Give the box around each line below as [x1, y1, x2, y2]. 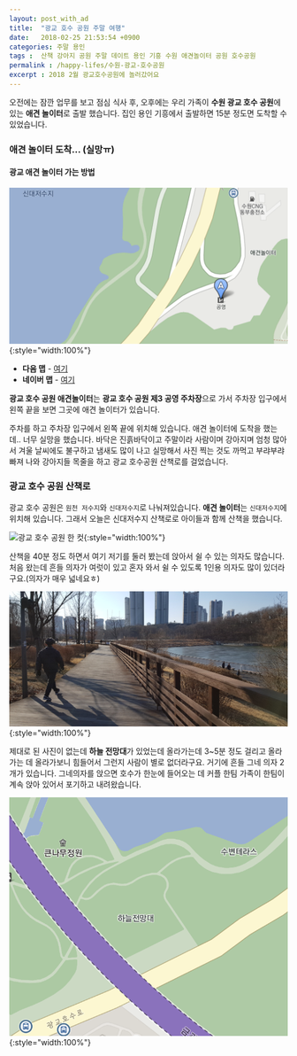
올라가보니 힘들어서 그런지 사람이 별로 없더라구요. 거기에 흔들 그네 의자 [34, 757, 278, 768]
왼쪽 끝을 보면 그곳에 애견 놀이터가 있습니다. [9, 404, 161, 415]
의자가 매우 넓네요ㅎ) [27, 572, 100, 584]
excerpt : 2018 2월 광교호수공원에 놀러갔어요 [9, 71, 160, 80]
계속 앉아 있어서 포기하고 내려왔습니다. [9, 780, 141, 790]
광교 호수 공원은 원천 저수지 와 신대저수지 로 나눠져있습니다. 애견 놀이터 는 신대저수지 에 [9, 501, 287, 513]
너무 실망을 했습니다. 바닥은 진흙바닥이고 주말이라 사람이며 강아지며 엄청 [22, 434, 271, 445]
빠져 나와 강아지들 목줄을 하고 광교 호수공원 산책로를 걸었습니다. [9, 456, 229, 467]
